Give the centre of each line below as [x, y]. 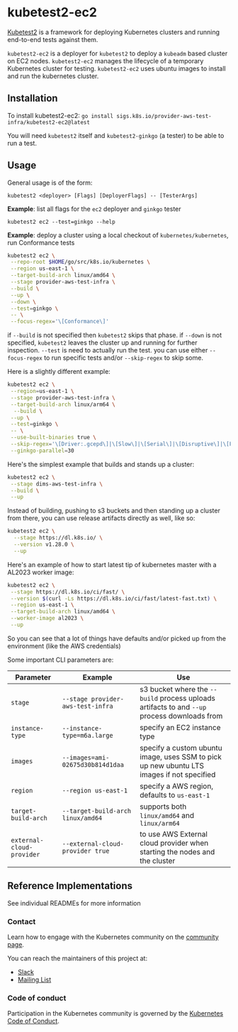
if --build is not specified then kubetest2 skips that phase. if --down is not [115, 335]
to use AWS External [174, 834]
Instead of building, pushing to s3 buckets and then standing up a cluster [114, 511]
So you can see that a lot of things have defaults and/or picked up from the [117, 638]
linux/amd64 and [167, 815]
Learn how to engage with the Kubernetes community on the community [113, 937]
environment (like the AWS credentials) [64, 646]
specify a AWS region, [177, 786]
